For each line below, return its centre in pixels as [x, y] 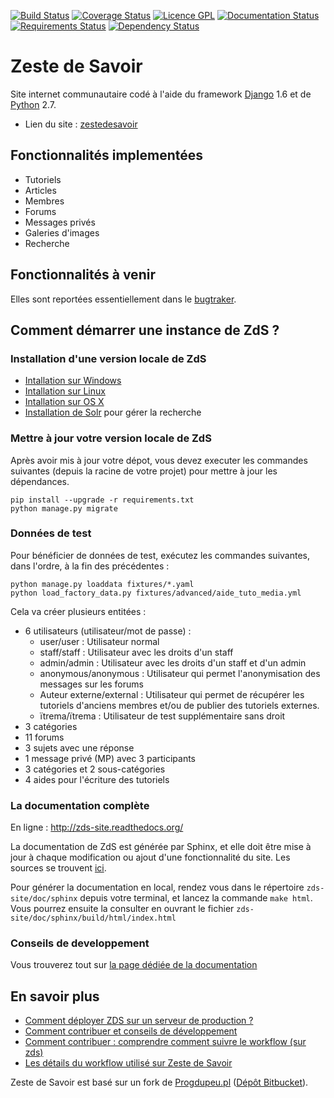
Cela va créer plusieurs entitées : [78, 611]
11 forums [44, 737]
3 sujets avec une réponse [79, 747]
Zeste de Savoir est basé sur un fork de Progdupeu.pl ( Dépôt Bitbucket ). [159, 1082]
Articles [40, 190]
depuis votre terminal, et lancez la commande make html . [196, 898]
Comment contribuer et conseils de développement [131, 1031]
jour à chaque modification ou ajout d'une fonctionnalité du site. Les [150, 857]
